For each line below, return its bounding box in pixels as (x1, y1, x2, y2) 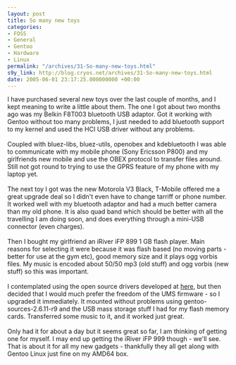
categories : (7, 23, 42, 30)
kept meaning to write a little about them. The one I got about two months (7, 103, 221, 111)
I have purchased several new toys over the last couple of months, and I (7, 95, 216, 104)
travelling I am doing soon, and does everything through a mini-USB (7, 215, 204, 223)
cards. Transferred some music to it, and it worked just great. (7, 312, 185, 321)
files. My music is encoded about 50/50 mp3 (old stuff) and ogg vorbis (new (7, 260, 229, 268)
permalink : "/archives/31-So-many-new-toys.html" (7, 63, 156, 70)
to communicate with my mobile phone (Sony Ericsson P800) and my (7, 147, 209, 156)
